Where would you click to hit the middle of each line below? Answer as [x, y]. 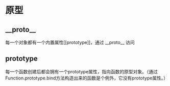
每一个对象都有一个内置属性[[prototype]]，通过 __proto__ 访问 [70, 42]
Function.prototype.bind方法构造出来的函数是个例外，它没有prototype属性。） [87, 78]
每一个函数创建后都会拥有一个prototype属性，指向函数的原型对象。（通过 [82, 71]
